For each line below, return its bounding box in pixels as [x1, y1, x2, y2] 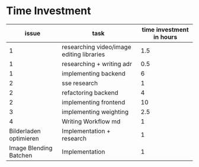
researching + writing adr [62, 60, 132, 68]
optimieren [9, 134, 40, 142]
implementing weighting [62, 107, 129, 116]
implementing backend [62, 69, 126, 77]
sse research [62, 78, 98, 87]
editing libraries [62, 50, 105, 58]
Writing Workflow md [62, 117, 121, 125]
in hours [153, 32, 178, 41]
